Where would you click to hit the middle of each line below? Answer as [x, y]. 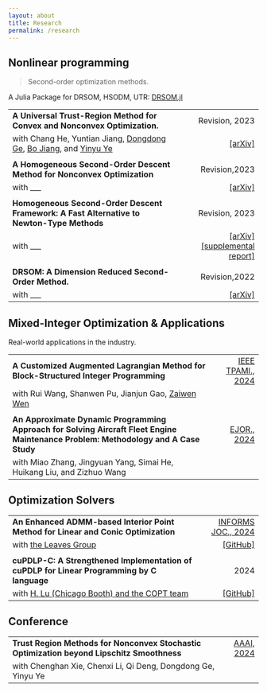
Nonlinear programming [69, 62]
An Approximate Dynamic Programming [89, 420]
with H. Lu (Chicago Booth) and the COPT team [101, 593]
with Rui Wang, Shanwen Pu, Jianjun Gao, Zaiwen [104, 393]
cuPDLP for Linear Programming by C [85, 570]
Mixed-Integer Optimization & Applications [116, 323]
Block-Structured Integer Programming [89, 376]
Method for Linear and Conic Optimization [94, 531]
